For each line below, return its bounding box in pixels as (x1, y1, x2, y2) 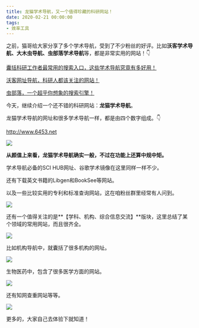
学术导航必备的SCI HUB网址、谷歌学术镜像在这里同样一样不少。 (6, 164, 162, 171)
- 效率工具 (6, 25, 30, 31)
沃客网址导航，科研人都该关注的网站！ (6, 77, 99, 84)
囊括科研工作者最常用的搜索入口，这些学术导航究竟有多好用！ (6, 64, 157, 71)
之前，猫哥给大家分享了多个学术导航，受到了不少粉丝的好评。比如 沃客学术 (6, 42, 188, 49)
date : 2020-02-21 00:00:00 (6, 14, 73, 20)
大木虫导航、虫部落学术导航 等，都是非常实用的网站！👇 (16, 50, 151, 57)
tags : (6, 20, 20, 26)
